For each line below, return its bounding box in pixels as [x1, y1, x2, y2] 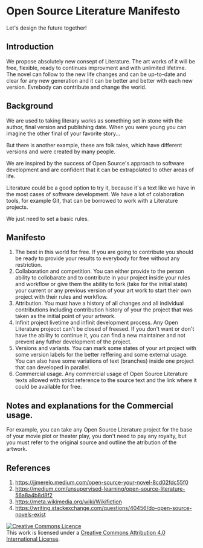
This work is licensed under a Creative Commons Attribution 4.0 [6, 529, 166, 536]
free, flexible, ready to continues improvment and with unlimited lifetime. [6, 64, 187, 71]
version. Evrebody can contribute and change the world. [6, 83, 147, 91]
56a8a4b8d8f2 [14, 492, 53, 499]
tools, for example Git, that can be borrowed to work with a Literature [6, 197, 178, 204]
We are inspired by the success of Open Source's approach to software [6, 159, 185, 167]
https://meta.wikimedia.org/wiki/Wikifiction [14, 498, 122, 505]
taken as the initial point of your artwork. [14, 313, 116, 320]
